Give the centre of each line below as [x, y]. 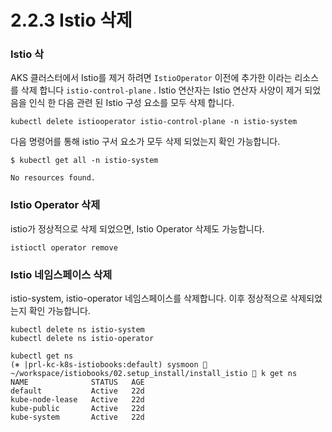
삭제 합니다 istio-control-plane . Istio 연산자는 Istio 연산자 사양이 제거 [161, 90]
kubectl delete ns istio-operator [82, 339]
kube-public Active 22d [77, 409]
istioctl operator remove [64, 247]
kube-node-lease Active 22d [77, 400]
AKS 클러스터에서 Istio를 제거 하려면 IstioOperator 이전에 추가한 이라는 [151, 78]
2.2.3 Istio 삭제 [71, 20]
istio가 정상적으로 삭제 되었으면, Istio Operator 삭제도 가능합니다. [137, 228]
